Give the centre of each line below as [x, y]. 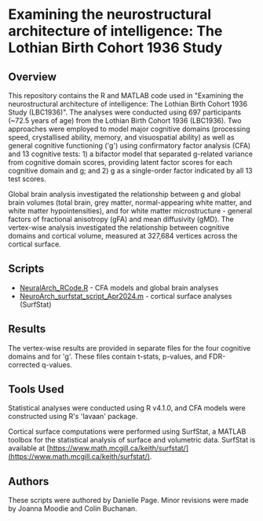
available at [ [29, 448]
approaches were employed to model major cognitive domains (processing [129, 129]
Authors [29, 481]
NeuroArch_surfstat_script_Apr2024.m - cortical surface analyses [126, 296]
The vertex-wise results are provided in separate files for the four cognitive [130, 348]
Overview [33, 77]
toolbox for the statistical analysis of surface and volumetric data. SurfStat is [132, 440]
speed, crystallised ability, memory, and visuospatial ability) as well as [121, 137]
